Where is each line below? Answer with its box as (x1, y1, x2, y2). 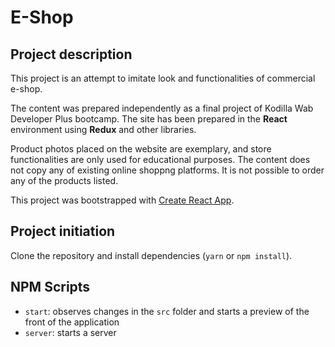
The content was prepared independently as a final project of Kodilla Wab (10, 102, 314, 114)
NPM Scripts (10, 279, 91, 296)
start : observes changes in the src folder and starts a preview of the (24, 305, 310, 317)
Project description (10, 46, 133, 63)
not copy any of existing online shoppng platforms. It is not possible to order (10, 164, 325, 176)
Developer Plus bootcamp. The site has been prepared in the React (10, 113, 288, 125)
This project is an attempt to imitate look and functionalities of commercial (10, 72, 316, 84)
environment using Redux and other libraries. (10, 124, 197, 135)
